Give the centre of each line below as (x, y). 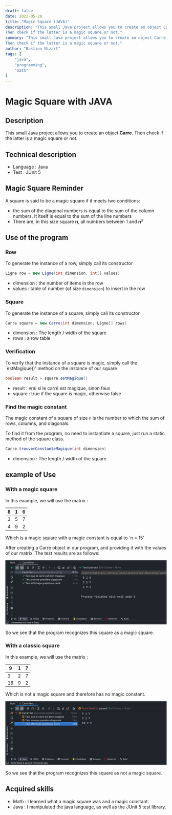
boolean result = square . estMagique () (47, 378)
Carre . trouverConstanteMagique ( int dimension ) (56, 449)
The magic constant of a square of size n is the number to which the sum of (85, 418)
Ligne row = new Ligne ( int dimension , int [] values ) (63, 273)
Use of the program (37, 238)
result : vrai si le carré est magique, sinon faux (61, 388)
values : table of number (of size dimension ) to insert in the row (79, 289)
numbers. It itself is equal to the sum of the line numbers (72, 216)
